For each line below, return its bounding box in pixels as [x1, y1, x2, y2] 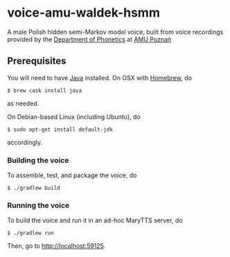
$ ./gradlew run [7, 230, 54, 237]
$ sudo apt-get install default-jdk [7, 126, 113, 133]
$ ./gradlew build [7, 185, 60, 192]
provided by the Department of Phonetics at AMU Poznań [7, 35, 172, 43]
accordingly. [7, 138, 43, 146]
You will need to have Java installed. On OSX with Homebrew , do [7, 73, 193, 82]
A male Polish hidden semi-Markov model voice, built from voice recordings [7, 28, 224, 36]
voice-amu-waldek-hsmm [7, 5, 161, 21]
